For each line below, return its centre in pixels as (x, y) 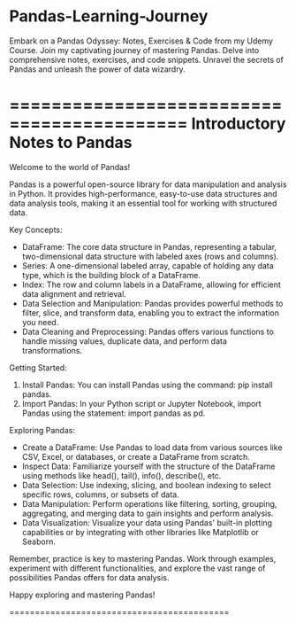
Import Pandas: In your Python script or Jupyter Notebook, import (142, 403)
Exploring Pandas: (42, 430)
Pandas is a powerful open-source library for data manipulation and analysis (148, 184)
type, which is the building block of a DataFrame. (111, 275)
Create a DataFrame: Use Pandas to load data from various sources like (152, 447)
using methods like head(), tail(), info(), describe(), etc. (121, 475)
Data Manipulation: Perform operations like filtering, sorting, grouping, (149, 503)
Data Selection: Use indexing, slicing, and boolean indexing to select (146, 485)
